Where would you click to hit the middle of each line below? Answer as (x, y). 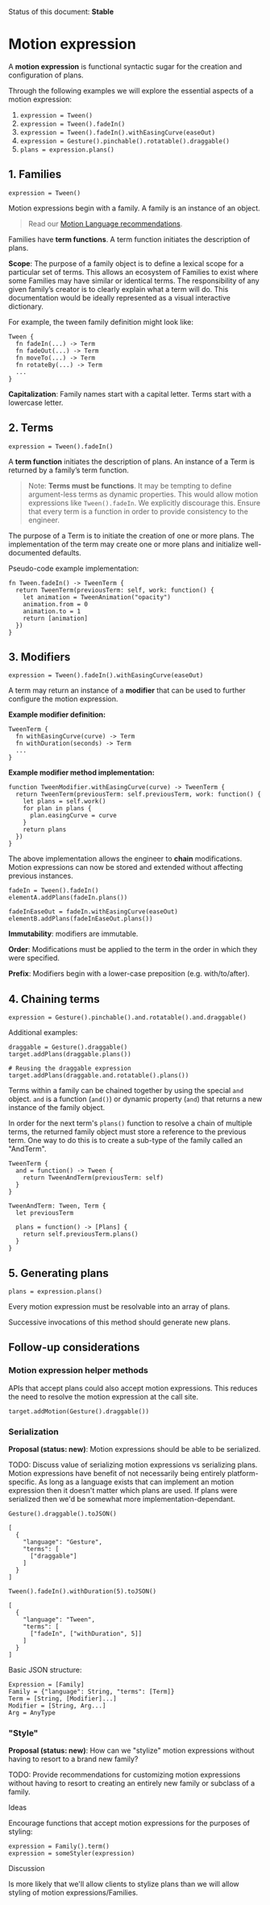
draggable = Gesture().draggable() (68, 1047)
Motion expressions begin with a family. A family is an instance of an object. (134, 208)
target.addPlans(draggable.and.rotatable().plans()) (99, 1075)
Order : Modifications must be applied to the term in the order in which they (133, 950)
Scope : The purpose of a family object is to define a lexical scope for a (126, 263)
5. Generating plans (58, 1273)
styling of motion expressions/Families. (73, 1893)
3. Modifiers (39, 657)
